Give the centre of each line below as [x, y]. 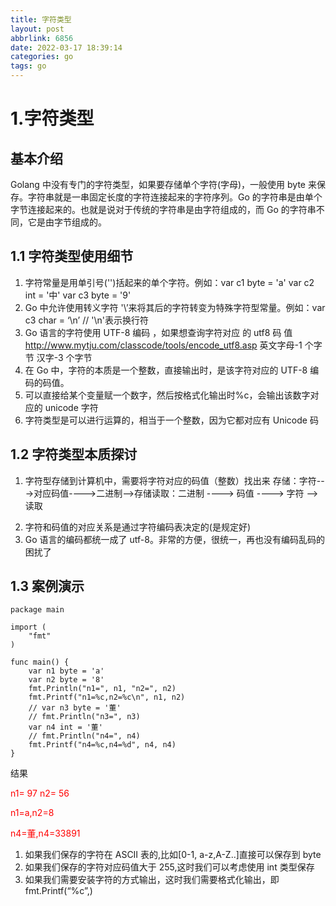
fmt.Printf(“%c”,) [58, 891]
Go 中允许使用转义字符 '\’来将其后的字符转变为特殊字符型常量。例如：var [175, 307]
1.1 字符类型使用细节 [72, 256]
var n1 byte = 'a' [66, 671]
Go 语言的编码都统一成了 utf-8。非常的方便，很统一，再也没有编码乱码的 [174, 539]
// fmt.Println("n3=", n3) [84, 717]
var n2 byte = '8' [66, 680]
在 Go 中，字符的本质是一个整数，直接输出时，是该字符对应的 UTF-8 [166, 370]
